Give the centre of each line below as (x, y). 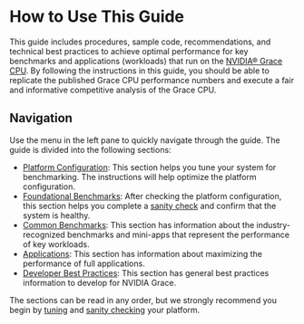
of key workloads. (56, 244)
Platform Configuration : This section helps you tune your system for (149, 167)
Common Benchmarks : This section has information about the (138, 224)
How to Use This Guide (97, 17)
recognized (44, 234)
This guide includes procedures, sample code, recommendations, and (140, 42)
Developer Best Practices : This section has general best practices (146, 272)
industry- (274, 224)
